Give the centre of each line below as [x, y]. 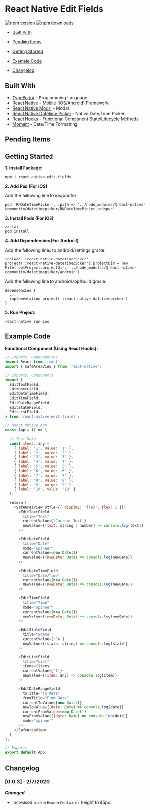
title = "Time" [36, 602]
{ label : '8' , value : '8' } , [44, 480]
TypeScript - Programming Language [50, 97]
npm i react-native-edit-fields [38, 177]
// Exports [16, 748]
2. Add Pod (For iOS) [26, 186]
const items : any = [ [32, 443]
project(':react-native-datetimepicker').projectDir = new [67, 263]
